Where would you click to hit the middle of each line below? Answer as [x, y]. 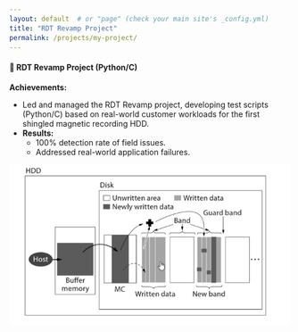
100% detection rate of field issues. [101, 142]
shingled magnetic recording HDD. [86, 123]
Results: [38, 133]
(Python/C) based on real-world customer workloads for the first [141, 114]
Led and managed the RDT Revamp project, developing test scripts [145, 104]
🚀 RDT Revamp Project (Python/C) [74, 67]
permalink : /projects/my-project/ [74, 37]
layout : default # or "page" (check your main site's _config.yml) [139, 19]
